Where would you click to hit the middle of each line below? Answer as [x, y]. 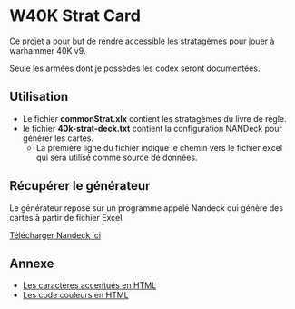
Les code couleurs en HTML [75, 295]
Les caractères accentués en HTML [89, 285]
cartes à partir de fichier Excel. [67, 217]
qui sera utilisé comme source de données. [117, 157]
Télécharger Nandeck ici [55, 235]
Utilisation [39, 97]
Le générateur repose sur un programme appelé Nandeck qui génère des [147, 208]
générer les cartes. [58, 138]
